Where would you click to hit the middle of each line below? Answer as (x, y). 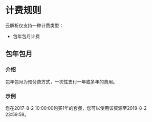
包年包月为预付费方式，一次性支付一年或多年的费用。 (61, 81)
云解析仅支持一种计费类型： (35, 25)
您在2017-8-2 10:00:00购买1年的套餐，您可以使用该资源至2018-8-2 (76, 108)
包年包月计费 (26, 36)
